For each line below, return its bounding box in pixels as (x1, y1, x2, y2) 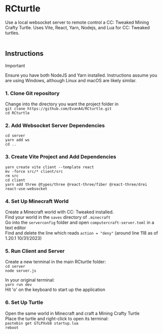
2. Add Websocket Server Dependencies (5, 122, 105, 129)
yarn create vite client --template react (5, 164, 94, 170)
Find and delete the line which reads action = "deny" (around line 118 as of (5, 230, 159, 236)
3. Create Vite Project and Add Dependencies (5, 153, 116, 160)
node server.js (5, 268, 37, 274)
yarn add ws (5, 138, 30, 143)
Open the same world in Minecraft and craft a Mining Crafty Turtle (5, 310, 140, 316)
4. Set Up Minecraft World (5, 197, 69, 204)
